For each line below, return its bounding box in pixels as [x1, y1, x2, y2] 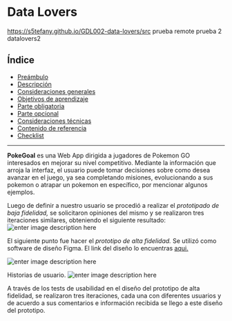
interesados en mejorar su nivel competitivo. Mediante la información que [7, 158, 216, 166]
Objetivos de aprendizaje [17, 95, 88, 103]
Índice [7, 55, 35, 66]
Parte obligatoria [17, 101, 65, 110]
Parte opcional [17, 109, 59, 117]
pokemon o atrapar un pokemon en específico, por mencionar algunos [7, 180, 209, 188]
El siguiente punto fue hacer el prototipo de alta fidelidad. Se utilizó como [7, 236, 217, 245]
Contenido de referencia [17, 124, 87, 132]
